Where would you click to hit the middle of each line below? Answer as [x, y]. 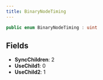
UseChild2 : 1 [30, 72]
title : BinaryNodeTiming [36, 11]
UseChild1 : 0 [30, 66]
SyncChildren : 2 [34, 60]
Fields [17, 45]
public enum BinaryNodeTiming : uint [52, 27]
